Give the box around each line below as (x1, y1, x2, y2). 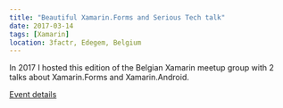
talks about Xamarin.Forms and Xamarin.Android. (9, 72, 189, 83)
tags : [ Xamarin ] (9, 29, 70, 38)
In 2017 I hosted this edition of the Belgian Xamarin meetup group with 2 (9, 62, 274, 73)
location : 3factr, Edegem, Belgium (9, 37, 142, 47)
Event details (9, 89, 57, 100)
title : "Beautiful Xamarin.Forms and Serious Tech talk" (9, 12, 226, 22)
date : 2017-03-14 (9, 21, 74, 30)
